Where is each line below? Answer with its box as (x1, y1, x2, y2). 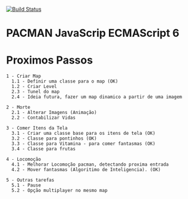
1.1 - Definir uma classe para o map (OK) (11, 78, 118, 84)
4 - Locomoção (6, 156, 42, 163)
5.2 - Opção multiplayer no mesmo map (11, 188, 108, 194)
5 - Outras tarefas (6, 177, 55, 184)
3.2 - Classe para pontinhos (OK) (11, 135, 97, 142)
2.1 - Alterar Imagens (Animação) (11, 110, 97, 116)
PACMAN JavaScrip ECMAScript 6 (6, 27, 180, 40)
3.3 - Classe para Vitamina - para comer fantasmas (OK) (11, 141, 156, 147)
